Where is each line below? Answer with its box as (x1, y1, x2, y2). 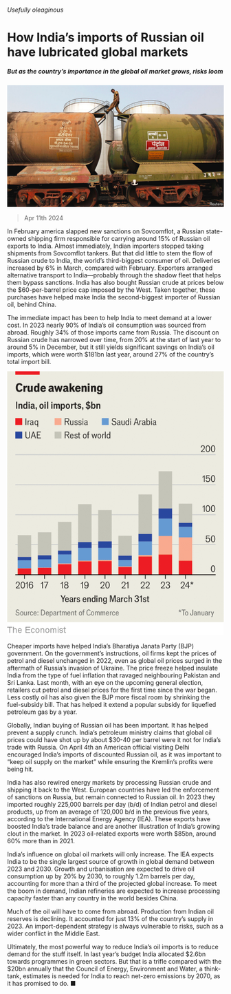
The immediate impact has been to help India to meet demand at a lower (7, 314, 212, 322)
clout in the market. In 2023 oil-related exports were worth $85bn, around (7, 829, 217, 838)
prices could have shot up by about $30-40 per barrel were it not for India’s (7, 735, 221, 743)
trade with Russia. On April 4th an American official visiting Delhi (7, 743, 190, 751)
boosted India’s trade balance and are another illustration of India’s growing (7, 822, 220, 830)
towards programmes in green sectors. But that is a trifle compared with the (7, 957, 222, 965)
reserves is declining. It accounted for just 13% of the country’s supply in (7, 914, 214, 922)
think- (203, 964, 221, 973)
